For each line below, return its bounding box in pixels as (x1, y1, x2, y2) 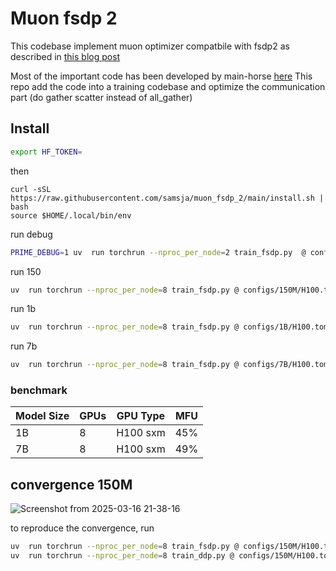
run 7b (10, 340, 38, 352)
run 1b (10, 303, 37, 315)
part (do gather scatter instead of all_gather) (10, 91, 193, 103)
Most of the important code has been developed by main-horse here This (10, 70, 313, 82)
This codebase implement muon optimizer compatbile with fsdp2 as (10, 40, 290, 52)
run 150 (10, 265, 42, 277)
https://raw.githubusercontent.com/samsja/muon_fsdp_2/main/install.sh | (10, 193, 325, 203)
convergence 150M (10, 476, 133, 493)
